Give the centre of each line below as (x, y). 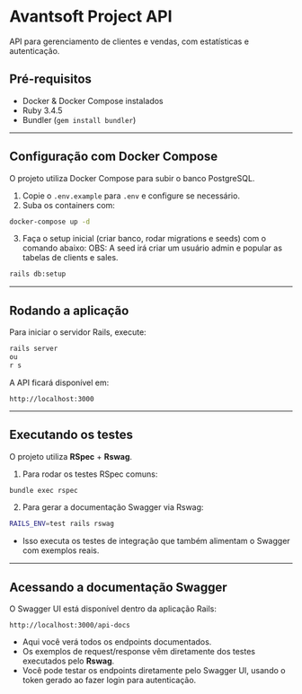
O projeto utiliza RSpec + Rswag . (71, 456)
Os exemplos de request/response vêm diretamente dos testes (139, 652)
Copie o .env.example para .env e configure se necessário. (131, 196)
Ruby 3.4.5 (42, 110)
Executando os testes (71, 435)
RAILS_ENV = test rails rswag (62, 524)
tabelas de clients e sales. (70, 258)
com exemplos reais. (61, 550)
